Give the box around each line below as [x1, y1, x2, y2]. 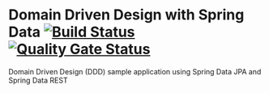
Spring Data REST [8, 75, 68, 85]
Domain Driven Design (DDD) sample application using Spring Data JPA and [8, 66, 262, 76]
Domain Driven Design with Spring [8, 6, 245, 24]
